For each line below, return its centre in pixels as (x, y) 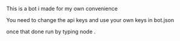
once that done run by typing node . (51, 31)
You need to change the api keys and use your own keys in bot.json (90, 20)
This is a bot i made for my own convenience (62, 9)
